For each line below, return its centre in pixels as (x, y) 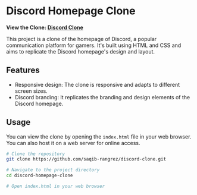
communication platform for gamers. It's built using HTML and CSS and (94, 45)
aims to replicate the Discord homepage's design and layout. (81, 51)
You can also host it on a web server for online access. (74, 143)
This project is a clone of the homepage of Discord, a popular (82, 39)
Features (23, 70)
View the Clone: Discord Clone (45, 27)
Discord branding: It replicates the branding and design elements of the (102, 97)
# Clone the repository (36, 154)
